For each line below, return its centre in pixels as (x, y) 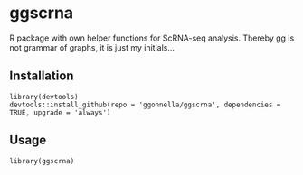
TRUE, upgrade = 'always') (60, 112)
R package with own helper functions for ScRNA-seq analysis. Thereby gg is (152, 38)
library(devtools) (44, 97)
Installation (42, 76)
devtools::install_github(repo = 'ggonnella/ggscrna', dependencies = (145, 105)
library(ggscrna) (42, 161)
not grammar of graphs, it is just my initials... (92, 47)
